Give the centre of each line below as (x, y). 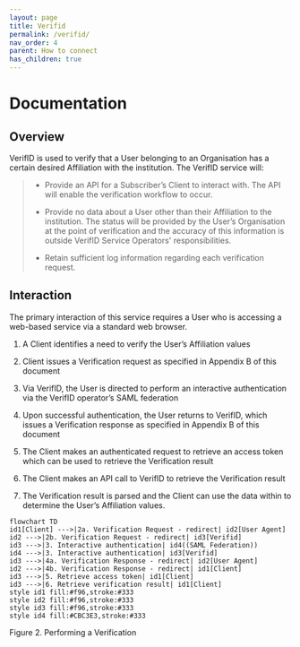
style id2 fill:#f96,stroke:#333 (72, 600)
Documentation (69, 104)
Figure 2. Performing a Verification (73, 632)
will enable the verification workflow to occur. (129, 194)
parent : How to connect (54, 51)
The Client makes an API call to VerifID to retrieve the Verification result (154, 478)
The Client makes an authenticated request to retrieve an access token (153, 451)
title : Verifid (38, 26)
